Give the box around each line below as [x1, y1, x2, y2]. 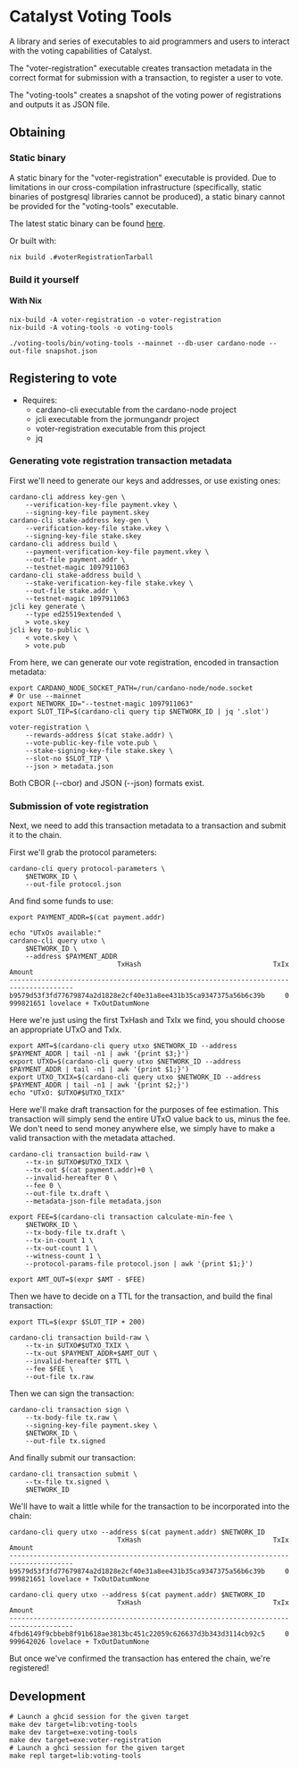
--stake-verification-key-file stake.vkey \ [25, 579, 194, 588]
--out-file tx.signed [25, 1437, 105, 1446]
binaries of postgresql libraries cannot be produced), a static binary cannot [9, 190, 286, 202]
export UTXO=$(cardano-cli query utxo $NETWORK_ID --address [9, 1057, 242, 1066]
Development [9, 1689, 87, 1704]
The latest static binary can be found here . [9, 217, 166, 229]
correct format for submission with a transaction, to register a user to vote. [9, 72, 284, 82]
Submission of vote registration [9, 800, 149, 812]
